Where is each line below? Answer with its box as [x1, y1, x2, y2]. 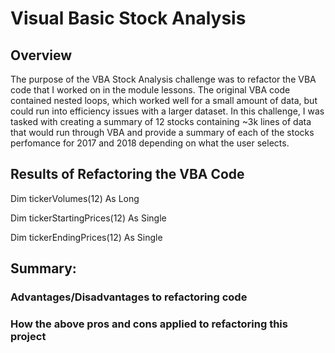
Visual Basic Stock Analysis [10, 7, 247, 30]
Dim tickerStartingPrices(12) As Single [10, 212, 167, 224]
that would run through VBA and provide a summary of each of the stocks [10, 127, 315, 138]
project [10, 330, 47, 344]
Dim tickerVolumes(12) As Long [10, 192, 140, 204]
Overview [10, 47, 73, 64]
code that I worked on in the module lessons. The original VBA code [10, 84, 291, 96]
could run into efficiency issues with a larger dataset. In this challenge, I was [10, 105, 325, 117]
